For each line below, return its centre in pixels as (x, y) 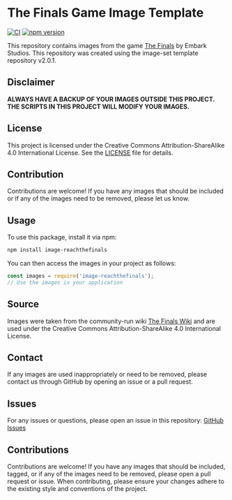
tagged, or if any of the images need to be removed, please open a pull (109, 474)
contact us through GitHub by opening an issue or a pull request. (100, 382)
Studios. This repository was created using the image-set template (103, 53)
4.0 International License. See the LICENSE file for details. (90, 153)
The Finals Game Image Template (106, 13)
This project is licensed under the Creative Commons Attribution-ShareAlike (116, 145)
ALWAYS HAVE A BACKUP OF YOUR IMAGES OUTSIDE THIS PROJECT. (111, 99)
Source (23, 304)
